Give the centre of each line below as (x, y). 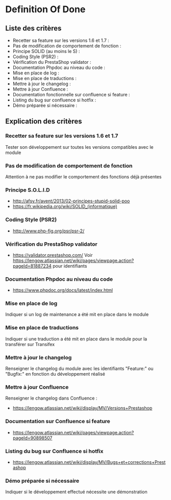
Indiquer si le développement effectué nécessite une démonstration (76, 492)
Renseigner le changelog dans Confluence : (51, 398)
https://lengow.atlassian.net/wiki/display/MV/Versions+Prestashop (82, 408)
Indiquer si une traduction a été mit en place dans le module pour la (76, 339)
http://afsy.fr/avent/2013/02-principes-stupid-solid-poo (71, 201)
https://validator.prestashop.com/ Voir (53, 255)
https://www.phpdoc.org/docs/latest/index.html (63, 290)
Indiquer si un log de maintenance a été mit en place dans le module (77, 314)
